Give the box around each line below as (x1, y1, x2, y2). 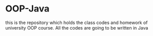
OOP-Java (5, 3, 50, 14)
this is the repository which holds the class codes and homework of (5, 19, 148, 25)
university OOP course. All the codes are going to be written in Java (5, 24, 148, 30)
